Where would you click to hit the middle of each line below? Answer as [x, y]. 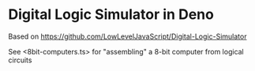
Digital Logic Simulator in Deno [111, 15]
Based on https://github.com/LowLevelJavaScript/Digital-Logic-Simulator [127, 36]
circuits [20, 60]
